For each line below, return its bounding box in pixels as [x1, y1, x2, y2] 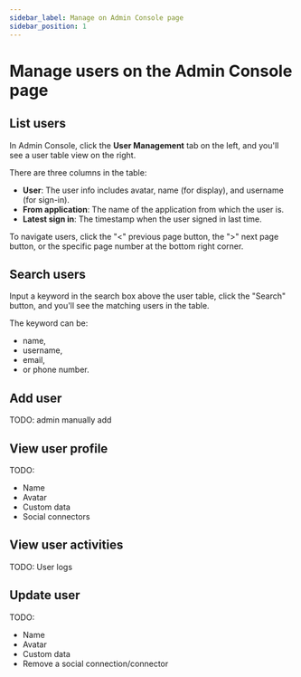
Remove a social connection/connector [22, 658, 169, 669]
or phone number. [22, 364, 89, 376]
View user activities [9, 538, 124, 553]
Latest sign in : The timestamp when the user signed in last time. [22, 214, 262, 224]
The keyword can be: [9, 318, 89, 329]
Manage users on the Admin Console [9, 61, 293, 81]
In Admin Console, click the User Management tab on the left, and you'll [9, 139, 279, 150]
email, [22, 355, 45, 366]
